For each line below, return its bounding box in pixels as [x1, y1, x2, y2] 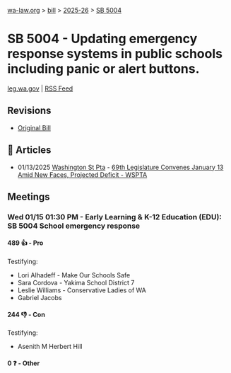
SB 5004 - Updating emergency [7, 31, 198, 47]
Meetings [7, 190, 51, 202]
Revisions [7, 105, 52, 117]
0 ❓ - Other [7, 359, 40, 367]
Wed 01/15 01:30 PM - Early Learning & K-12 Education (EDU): [7, 212, 223, 222]
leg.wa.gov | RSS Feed [7, 84, 73, 93]
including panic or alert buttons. [7, 61, 200, 77]
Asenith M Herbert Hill [17, 343, 83, 351]
